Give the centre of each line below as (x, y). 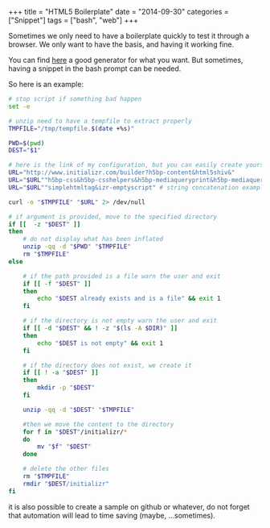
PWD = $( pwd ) (27, 143)
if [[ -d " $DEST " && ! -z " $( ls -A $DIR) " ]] (100, 328)
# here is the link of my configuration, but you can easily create (125, 165)
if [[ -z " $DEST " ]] (45, 224)
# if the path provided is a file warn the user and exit (122, 276)
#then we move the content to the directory (98, 424)
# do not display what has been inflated (93, 239)
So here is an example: (46, 84)
